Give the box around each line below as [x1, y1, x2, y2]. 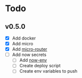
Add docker [12, 35, 36, 41]
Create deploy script [19, 63, 61, 69]
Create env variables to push [19, 68, 78, 74]
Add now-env [19, 57, 47, 63]
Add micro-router [12, 46, 47, 52]
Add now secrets [12, 52, 46, 58]
